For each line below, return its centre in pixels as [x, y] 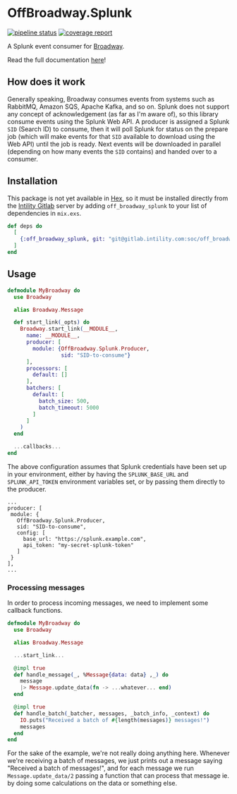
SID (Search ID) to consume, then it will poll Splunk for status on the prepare [118, 129]
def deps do [25, 226]
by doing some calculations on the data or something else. [92, 783]
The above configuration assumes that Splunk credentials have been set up [117, 466]
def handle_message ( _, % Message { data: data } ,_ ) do [91, 675]
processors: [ [47, 368]
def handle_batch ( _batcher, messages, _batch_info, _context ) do [112, 714]
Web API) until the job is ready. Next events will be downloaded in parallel [114, 144]
